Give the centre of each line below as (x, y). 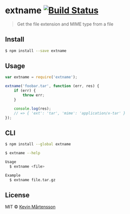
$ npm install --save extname (36, 51)
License (17, 195)
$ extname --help (23, 153)
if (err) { (25, 91)
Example (13, 175)
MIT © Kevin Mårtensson (30, 207)
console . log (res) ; (32, 108)
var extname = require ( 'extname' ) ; (41, 77)
